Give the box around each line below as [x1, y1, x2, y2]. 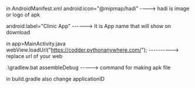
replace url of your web [6, 53, 63, 59]
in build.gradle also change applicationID [6, 76, 105, 82]
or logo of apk [6, 11, 40, 18]
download [6, 29, 31, 36]
